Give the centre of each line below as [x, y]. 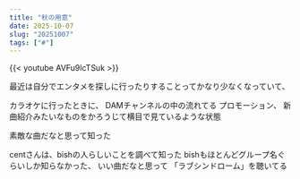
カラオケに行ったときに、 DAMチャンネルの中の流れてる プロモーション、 [146, 106]
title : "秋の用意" [41, 17]
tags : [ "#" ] [31, 43]
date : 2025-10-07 [42, 26]
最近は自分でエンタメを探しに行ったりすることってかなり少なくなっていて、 [150, 87]
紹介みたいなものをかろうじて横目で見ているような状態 [119, 116]
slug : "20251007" [42, 34]
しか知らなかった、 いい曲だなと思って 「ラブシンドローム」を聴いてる [156, 166]
